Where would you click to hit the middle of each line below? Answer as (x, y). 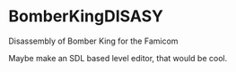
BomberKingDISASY (86, 16)
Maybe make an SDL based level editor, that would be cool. (118, 58)
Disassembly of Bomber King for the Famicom (93, 41)
